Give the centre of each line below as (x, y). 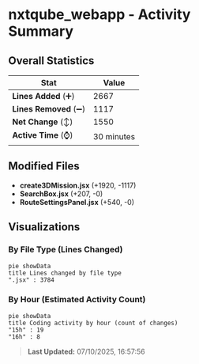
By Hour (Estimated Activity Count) (77, 300)
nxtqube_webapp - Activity (99, 15)
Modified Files (44, 167)
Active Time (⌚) (43, 135)
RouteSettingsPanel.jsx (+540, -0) (77, 202)
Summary (41, 31)
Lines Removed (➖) (49, 109)
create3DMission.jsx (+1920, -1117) (78, 185)
